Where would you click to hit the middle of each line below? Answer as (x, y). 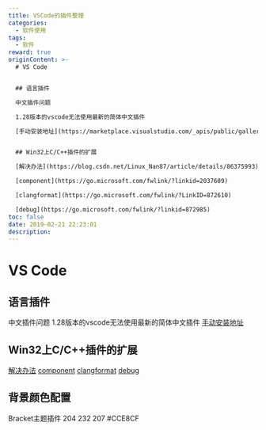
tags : (17, 38)
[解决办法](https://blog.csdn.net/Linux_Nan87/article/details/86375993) (137, 167)
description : (30, 232)
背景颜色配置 (40, 398)
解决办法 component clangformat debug (74, 371)
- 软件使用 (31, 30)
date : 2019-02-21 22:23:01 (53, 224)
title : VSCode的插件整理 (46, 15)
